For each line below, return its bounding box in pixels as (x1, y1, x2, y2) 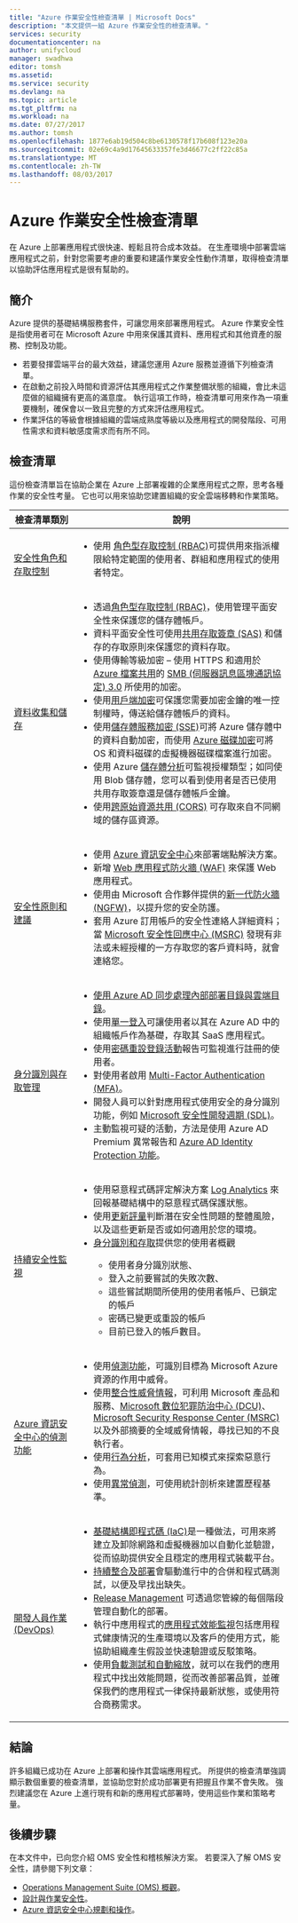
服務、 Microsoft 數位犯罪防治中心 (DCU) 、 (92, 1399, 271, 1412)
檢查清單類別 (14, 513, 69, 526)
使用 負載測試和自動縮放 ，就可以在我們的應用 (92, 1658, 280, 1670)
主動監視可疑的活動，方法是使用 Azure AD (92, 1122, 269, 1135)
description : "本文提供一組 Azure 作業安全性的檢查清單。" (9, 21, 209, 30)
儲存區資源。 (110, 813, 165, 826)
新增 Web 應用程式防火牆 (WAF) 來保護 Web (92, 861, 277, 874)
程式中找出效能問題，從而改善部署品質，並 (92, 1671, 271, 1683)
